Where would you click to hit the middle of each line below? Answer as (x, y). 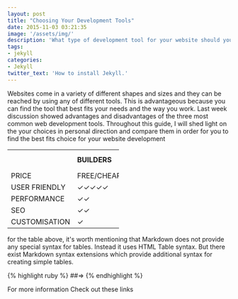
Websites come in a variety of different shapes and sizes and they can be (114, 94)
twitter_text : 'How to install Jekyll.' (68, 73)
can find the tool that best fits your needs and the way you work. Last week (117, 108)
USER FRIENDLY (38, 187)
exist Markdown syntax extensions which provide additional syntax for (110, 254)
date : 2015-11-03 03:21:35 (47, 27)
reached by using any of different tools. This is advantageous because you (117, 101)
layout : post (27, 14)
